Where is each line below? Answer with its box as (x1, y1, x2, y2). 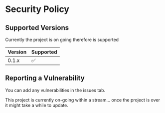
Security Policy (5, 3, 70, 15)
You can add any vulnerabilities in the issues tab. (5, 87, 106, 93)
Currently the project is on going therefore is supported (5, 36, 119, 42)
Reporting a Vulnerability (5, 74, 85, 82)
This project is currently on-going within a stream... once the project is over (5, 96, 161, 103)
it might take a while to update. (5, 102, 69, 108)
